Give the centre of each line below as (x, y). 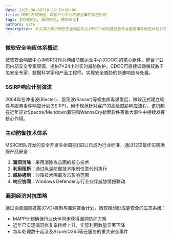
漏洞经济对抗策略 (26, 196)
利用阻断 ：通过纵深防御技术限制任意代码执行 (60, 169)
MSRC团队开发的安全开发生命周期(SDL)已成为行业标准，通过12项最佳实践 (83, 145)
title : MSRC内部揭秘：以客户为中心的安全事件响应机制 (56, 15)
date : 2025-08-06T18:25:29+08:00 (41, 10)
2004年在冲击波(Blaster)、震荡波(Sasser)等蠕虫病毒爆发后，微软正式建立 (83, 99)
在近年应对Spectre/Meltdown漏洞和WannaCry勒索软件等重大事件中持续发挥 (85, 112)
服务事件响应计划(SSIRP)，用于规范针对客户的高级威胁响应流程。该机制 (89, 106)
